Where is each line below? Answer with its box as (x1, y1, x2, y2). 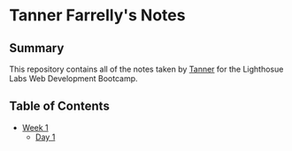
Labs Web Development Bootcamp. (9, 73, 139, 84)
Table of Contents (9, 99, 111, 114)
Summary (9, 41, 65, 56)
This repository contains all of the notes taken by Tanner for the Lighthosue (9, 64, 284, 74)
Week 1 (21, 122, 49, 132)
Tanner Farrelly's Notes (9, 5, 186, 26)
